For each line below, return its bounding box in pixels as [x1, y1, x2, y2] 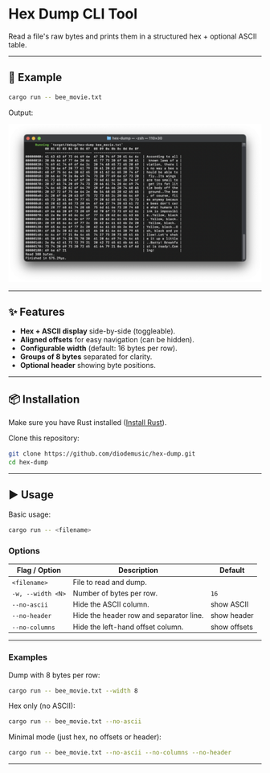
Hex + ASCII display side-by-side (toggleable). [19, 326, 176, 336]
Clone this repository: [8, 433, 80, 443]
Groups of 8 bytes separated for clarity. [19, 352, 153, 362]
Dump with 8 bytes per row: [8, 670, 100, 680]
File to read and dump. [72, 577, 147, 587]
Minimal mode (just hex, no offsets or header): [8, 732, 162, 742]
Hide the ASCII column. [72, 599, 149, 609]
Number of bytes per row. [72, 588, 158, 598]
